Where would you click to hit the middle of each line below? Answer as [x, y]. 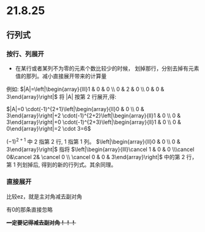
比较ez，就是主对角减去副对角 [44, 196]
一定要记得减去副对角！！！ [41, 222]
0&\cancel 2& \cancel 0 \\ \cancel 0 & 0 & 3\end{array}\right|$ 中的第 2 [96, 157]
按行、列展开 [25, 54]
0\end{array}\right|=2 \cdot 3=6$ [49, 128]
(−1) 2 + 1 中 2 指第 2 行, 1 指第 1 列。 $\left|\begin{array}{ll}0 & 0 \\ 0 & [93, 141]
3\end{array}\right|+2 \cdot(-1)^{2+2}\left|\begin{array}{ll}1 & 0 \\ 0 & [94, 115]
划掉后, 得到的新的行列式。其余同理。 [69, 164]
